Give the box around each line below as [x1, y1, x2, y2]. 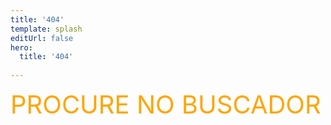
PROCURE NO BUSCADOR [10, 89, 322, 120]
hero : [10, 42, 33, 53]
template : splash [10, 24, 83, 34]
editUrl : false [10, 33, 74, 43]
